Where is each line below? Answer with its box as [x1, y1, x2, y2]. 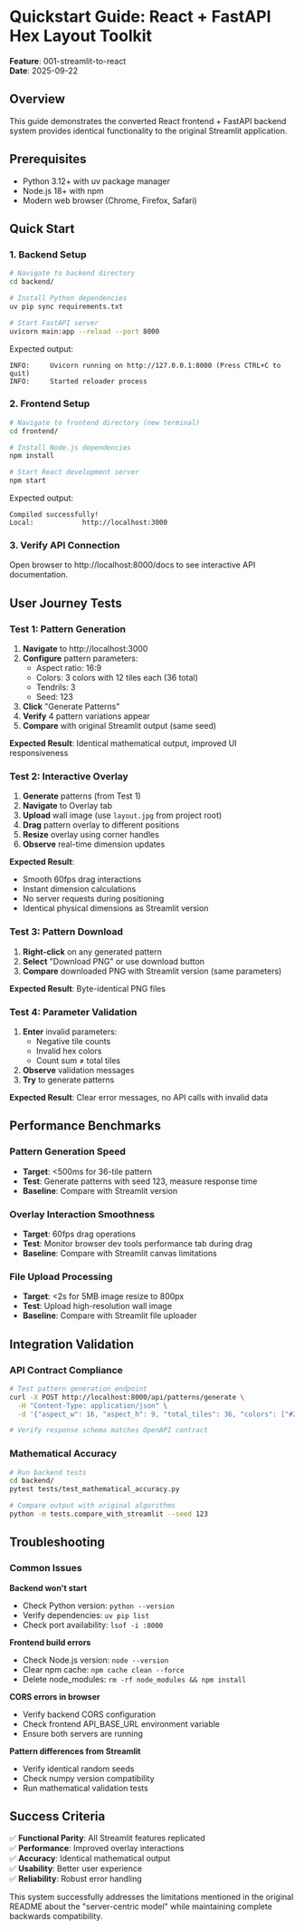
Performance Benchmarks [9, 1118, 161, 1134]
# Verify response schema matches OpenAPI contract [9, 1426, 208, 1435]
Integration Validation [9, 1336, 134, 1352]
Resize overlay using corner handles [22, 829, 160, 840]
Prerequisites [9, 151, 87, 167]
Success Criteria [9, 1809, 106, 1824]
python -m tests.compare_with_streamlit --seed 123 [9, 1509, 208, 1519]
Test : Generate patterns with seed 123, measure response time [22, 1176, 258, 1187]
